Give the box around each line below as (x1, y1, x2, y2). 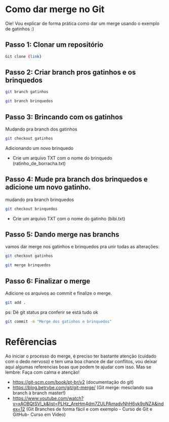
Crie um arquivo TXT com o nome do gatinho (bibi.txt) (12, 215, 125, 221)
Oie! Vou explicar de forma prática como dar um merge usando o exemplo (5, 20, 160, 26)
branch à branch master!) (12, 389, 66, 396)
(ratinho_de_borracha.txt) (12, 160, 66, 166)
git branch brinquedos (5, 99, 53, 104)
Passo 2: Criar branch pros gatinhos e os (5, 68, 136, 77)
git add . (5, 300, 26, 305)
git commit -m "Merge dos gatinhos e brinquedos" (5, 319, 112, 324)
